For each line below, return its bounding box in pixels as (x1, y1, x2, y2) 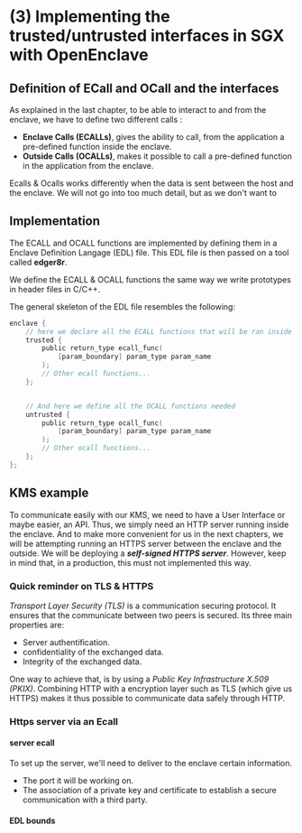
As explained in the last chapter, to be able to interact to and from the (9, 105, 267, 115)
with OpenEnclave (9, 45, 149, 65)
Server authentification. (22, 636, 111, 647)
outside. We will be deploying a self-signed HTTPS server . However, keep (9, 548, 287, 559)
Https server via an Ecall (9, 715, 119, 727)
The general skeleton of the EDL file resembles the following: (9, 301, 236, 312)
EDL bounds (9, 815, 56, 826)
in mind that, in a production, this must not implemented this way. (9, 557, 252, 568)
